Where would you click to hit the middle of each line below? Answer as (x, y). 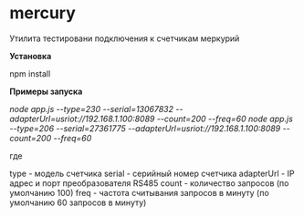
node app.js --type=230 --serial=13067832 (92, 108)
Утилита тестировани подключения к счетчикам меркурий (125, 38)
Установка (31, 56)
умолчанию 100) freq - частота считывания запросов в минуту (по (139, 192)
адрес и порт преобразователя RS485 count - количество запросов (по (149, 183)
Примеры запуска (46, 91)
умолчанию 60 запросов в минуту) (78, 202)
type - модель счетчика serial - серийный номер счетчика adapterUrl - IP (152, 173)
